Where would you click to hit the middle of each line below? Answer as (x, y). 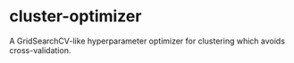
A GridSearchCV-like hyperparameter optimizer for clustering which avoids (147, 41)
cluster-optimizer (76, 16)
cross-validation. (40, 50)
